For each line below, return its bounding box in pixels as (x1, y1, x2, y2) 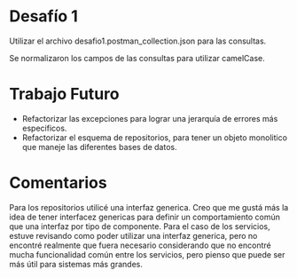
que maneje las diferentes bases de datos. (21, 141, 177, 152)
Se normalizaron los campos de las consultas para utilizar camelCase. (9, 52, 266, 63)
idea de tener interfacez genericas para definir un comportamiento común (9, 211, 281, 222)
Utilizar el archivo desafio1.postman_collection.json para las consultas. (9, 36, 267, 46)
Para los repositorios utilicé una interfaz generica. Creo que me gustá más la (9, 202, 289, 212)
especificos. (21, 123, 67, 133)
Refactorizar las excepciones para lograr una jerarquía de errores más (21, 113, 278, 123)
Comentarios (9, 173, 108, 193)
